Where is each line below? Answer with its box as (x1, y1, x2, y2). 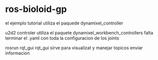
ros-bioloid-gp (5, 3, 67, 15)
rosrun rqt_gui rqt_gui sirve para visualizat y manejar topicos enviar (5, 44, 143, 50)
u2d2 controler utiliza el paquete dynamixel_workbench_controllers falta (5, 29, 154, 35)
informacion (5, 50, 30, 56)
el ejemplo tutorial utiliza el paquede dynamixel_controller (5, 20, 124, 26)
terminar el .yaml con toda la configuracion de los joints (5, 35, 120, 41)
